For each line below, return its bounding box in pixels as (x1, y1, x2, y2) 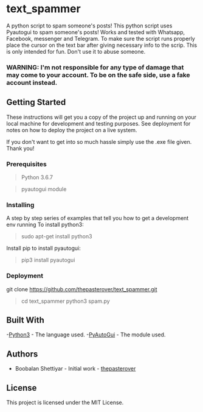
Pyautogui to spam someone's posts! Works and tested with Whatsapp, (6, 28, 185, 35)
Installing (6, 201, 35, 209)
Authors (6, 349, 38, 359)
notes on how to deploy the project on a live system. (6, 126, 137, 133)
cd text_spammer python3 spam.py (21, 297, 111, 305)
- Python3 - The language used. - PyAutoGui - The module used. (6, 331, 166, 338)
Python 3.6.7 (21, 173, 53, 181)
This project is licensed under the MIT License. (6, 399, 124, 406)
